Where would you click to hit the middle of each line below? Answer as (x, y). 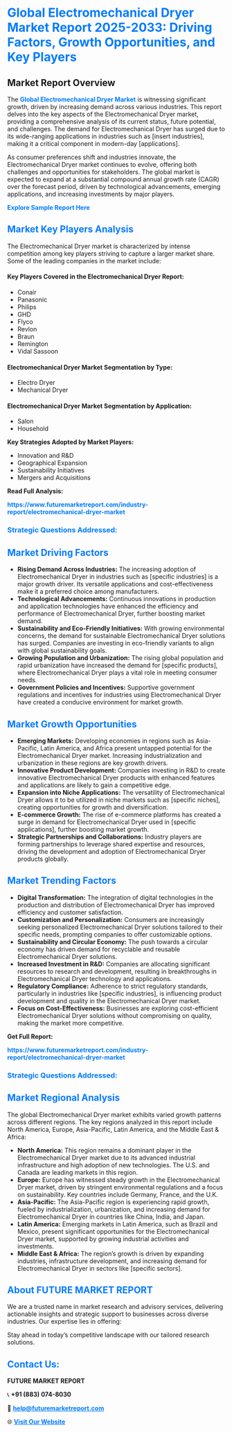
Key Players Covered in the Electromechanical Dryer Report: (96, 277)
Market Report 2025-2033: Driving (110, 27)
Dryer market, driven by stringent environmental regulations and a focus (120, 1187)
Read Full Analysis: (35, 491)
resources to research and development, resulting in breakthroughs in (117, 971)
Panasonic (32, 299)
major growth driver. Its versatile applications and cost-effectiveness (115, 584)
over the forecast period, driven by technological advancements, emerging (114, 187)
